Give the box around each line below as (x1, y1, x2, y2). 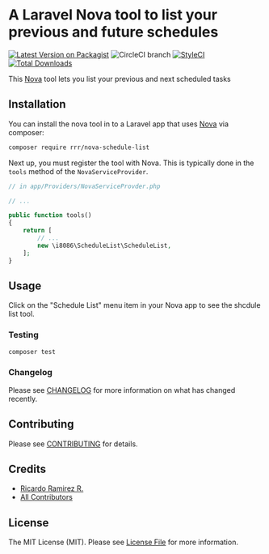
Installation (8, 97, 66, 111)
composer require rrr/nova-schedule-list (8, 143, 150, 151)
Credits (8, 462, 47, 475)
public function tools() (8, 211, 92, 219)
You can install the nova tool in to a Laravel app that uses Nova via (8, 119, 229, 129)
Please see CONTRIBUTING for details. (8, 439, 139, 449)
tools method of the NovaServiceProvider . (8, 166, 149, 176)
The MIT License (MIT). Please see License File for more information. (8, 537, 238, 548)
